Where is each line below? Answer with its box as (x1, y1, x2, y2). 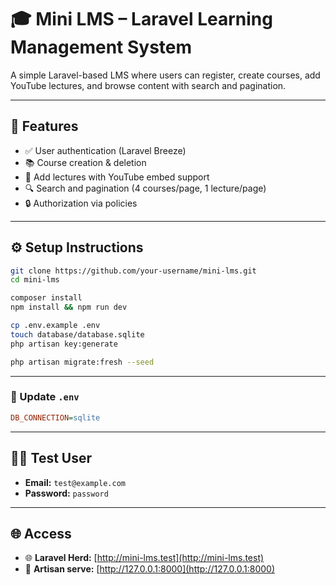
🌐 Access (10, 525, 72, 542)
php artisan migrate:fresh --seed (10, 357, 155, 367)
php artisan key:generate (10, 339, 118, 349)
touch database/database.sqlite (10, 329, 145, 340)
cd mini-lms (10, 275, 60, 285)
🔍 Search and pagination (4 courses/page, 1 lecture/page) (24, 182, 267, 194)
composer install (10, 293, 83, 303)
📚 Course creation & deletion (24, 156, 147, 168)
